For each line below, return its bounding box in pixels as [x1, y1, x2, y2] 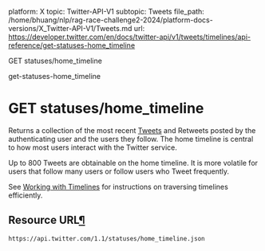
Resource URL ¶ [8, 214, 85, 227]
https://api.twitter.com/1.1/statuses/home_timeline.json [8, 234, 205, 242]
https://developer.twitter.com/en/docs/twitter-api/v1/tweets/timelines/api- [8, 32, 251, 41]
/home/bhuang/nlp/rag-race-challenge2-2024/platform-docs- [8, 15, 213, 25]
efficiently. [8, 190, 43, 200]
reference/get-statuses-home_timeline [8, 41, 136, 50]
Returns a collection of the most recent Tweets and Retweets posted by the [8, 125, 256, 135]
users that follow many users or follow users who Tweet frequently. [8, 167, 230, 176]
